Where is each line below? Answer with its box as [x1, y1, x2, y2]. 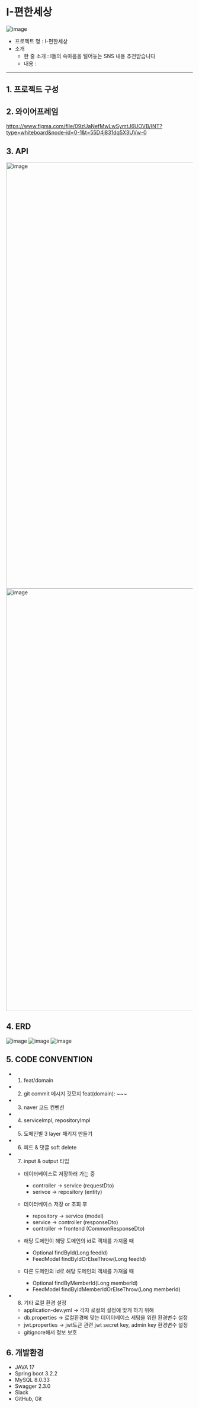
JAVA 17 [14, 1364, 35, 1371]
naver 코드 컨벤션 [23, 1104, 65, 1111]
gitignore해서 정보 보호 [23, 1329, 78, 1336]
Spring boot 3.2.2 [14, 1370, 58, 1377]
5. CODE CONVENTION [6, 1055, 93, 1065]
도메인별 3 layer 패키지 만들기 [23, 1130, 93, 1137]
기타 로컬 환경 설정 [23, 1299, 67, 1306]
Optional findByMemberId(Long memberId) [32, 1279, 138, 1286]
